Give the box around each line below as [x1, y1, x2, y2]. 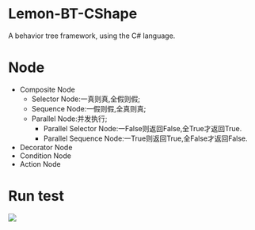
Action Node [19, 159, 61, 168]
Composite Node [19, 85, 75, 94]
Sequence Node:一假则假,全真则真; [31, 104, 147, 113]
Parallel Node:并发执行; [31, 114, 108, 123]
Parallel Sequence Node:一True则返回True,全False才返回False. [43, 134, 248, 143]
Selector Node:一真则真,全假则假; [31, 94, 141, 104]
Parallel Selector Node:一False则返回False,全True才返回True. [43, 123, 242, 133]
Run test [8, 187, 65, 205]
